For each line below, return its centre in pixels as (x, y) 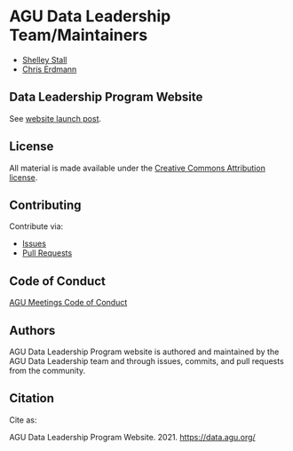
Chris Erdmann (49, 69)
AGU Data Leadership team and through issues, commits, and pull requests (146, 361)
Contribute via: (36, 226)
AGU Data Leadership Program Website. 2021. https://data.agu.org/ (132, 437)
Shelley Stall (44, 59)
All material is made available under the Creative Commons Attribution (138, 168)
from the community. (48, 371)
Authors (32, 330)
